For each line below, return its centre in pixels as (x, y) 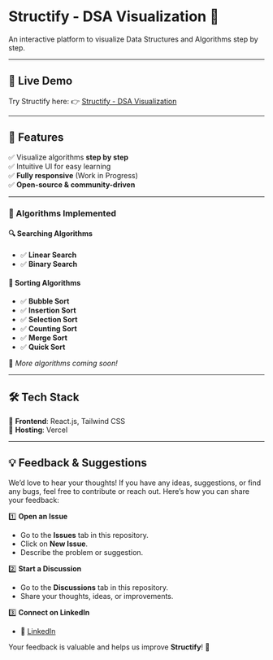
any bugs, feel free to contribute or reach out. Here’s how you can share (129, 491)
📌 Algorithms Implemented (62, 213)
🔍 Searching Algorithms (51, 234)
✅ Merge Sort (43, 338)
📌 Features (36, 138)
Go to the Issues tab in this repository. (84, 535)
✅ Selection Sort (49, 319)
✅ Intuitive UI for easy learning (60, 166)
